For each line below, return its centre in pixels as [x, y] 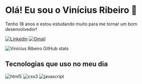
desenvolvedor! [21, 29]
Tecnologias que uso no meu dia [56, 64]
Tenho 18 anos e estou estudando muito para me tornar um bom [71, 24]
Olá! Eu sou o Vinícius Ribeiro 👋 [71, 10]
